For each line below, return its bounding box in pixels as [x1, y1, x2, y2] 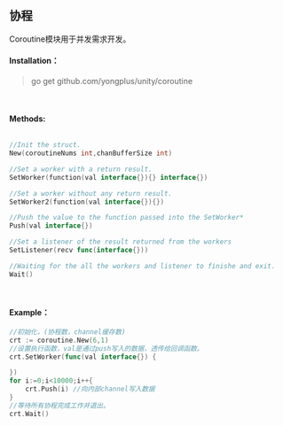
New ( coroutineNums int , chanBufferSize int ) [9, 149, 173, 158]
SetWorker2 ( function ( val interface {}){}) [9, 198, 165, 206]
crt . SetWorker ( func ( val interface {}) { [9, 352, 157, 361]
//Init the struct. [9, 141, 82, 150]
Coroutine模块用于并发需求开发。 [9, 34, 131, 44]
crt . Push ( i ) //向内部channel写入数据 [25, 384, 155, 394]
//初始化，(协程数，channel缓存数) [9, 327, 126, 337]
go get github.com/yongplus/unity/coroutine [30, 76, 193, 87]
